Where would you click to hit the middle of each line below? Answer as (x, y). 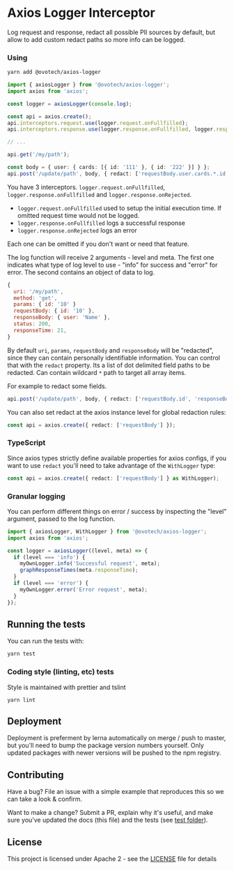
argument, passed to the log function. (61, 519)
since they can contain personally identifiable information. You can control (114, 357)
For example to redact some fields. (57, 386)
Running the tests (46, 624)
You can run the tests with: (46, 641)
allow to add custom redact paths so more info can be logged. (96, 39)
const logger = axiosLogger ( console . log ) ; (70, 104)
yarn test (22, 654)
